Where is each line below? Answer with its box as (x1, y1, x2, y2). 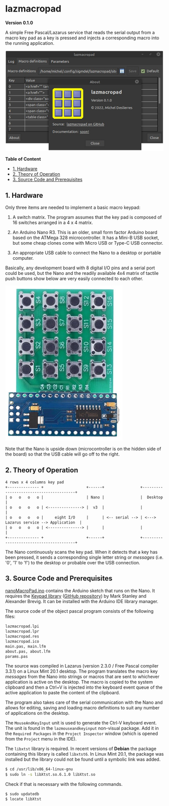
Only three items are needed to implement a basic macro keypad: (5, 204, 141, 210)
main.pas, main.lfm (5, 644, 46, 649)
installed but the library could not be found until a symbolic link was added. (5, 756, 161, 762)
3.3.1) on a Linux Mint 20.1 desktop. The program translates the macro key (5, 668, 158, 674)
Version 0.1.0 (5, 20, 34, 26)
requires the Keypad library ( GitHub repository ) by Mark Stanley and (5, 593, 147, 599)
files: (5, 613, 16, 619)
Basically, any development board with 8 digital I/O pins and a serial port (5, 265, 155, 271)
